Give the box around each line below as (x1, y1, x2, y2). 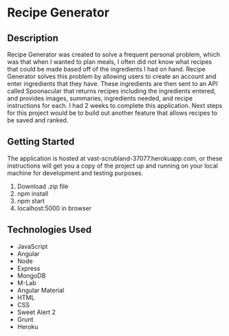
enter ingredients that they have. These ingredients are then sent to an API (7, 80, 218, 87)
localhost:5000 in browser (17, 204, 92, 212)
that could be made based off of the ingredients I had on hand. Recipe (7, 65, 206, 73)
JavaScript (17, 242, 48, 250)
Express (17, 264, 41, 272)
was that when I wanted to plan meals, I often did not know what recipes (7, 58, 212, 66)
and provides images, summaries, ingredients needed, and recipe (7, 94, 193, 102)
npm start (17, 197, 45, 205)
